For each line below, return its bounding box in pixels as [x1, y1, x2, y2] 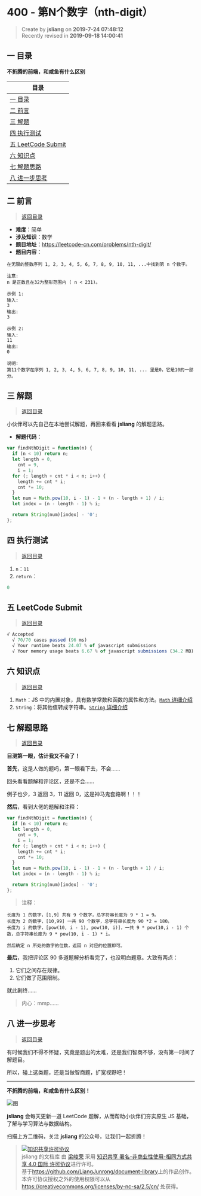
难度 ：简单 [15, 226, 42, 233]
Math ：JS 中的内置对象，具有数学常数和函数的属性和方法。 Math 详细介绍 [15, 696, 193, 703]
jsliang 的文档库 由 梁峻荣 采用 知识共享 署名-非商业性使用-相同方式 [21, 1153, 187, 1160]
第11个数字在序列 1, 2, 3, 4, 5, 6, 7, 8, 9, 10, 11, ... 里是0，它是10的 [7, 366, 185, 373]
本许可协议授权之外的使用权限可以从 [21, 1175, 111, 1182]
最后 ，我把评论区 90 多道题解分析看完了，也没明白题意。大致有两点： [7, 954, 178, 961]
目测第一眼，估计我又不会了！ [7, 752, 80, 760]
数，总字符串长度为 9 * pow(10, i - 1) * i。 [7, 931, 113, 937]
